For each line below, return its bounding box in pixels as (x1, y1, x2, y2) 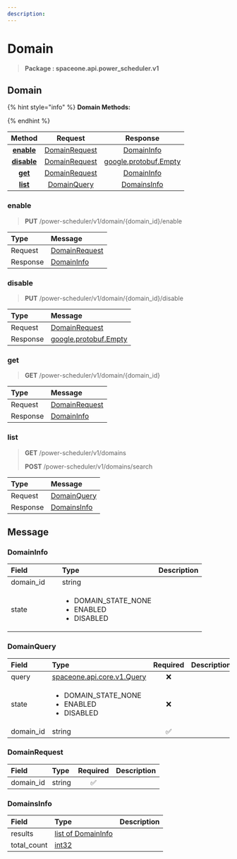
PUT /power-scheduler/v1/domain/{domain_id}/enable (24, 216, 182, 225)
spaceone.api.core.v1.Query (51, 672, 147, 681)
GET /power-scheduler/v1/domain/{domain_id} (24, 371, 161, 380)
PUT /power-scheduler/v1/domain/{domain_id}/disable (24, 294, 183, 302)
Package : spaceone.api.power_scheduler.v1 (24, 64, 159, 73)
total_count (11, 840, 48, 850)
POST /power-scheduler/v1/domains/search (24, 462, 153, 471)
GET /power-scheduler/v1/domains (24, 448, 127, 457)
